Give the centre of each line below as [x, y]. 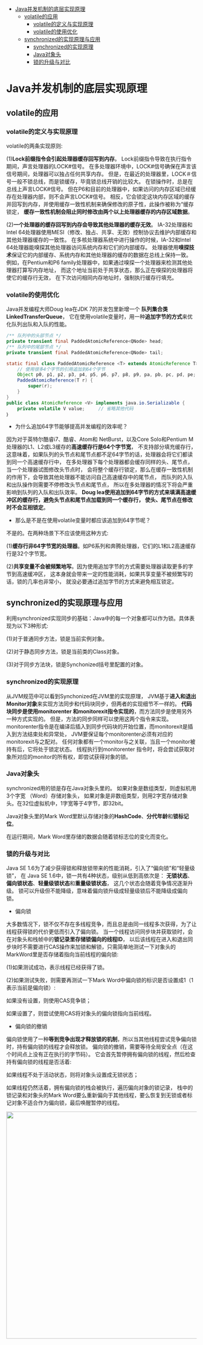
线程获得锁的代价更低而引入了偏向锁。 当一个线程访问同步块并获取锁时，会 [100, 932]
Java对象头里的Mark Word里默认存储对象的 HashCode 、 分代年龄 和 [90, 816]
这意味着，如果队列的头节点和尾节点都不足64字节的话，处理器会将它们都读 [100, 454]
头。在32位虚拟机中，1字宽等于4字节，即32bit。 [66, 803]
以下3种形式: [32, 626]
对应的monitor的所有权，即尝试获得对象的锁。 [74, 756]
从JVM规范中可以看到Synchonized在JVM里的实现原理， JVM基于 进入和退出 [101, 696]
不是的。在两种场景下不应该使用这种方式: [57, 533]
